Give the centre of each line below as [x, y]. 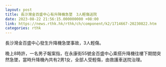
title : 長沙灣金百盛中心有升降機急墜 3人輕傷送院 [51, 14]
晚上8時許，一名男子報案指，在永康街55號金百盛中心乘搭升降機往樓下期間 [81, 54]
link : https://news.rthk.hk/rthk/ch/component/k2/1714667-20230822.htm [81, 24]
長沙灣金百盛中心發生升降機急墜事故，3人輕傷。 [54, 43]
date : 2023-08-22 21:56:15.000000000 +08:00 [52, 19]
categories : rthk [23, 28]
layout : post [19, 10]
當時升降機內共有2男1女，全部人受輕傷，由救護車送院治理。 [83, 60]
